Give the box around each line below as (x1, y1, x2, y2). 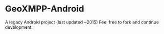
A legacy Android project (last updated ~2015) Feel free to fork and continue (5, 19, 159, 25)
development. (5, 24, 33, 30)
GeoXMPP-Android (5, 3, 84, 14)
